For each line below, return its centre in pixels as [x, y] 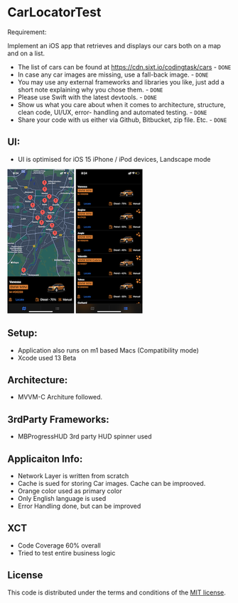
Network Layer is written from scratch [73, 476]
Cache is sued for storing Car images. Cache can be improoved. [112, 483]
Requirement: [27, 32]
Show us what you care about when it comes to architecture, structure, [121, 104]
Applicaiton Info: [45, 459]
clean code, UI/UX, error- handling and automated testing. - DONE [112, 112]
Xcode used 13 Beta [47, 358]
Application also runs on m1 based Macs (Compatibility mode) [108, 350]
